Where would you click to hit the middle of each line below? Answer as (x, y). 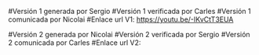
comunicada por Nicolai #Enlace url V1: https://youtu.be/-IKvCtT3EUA (121, 19)
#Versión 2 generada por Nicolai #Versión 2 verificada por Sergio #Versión (129, 34)
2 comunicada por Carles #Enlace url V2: (75, 43)
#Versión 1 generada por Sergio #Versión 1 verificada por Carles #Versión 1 (129, 11)
